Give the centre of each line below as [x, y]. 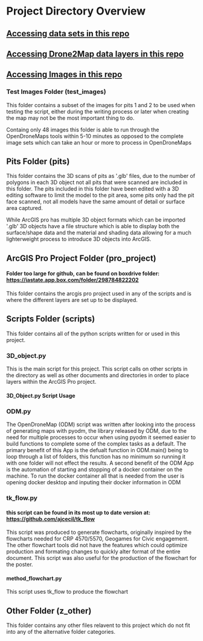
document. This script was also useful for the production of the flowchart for [101, 558]
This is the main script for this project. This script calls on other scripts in [97, 369]
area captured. [25, 208]
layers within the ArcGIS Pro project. [51, 382]
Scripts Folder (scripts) [51, 319]
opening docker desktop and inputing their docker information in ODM [94, 482]
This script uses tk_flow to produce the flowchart [67, 592]
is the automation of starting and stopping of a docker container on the [95, 470]
